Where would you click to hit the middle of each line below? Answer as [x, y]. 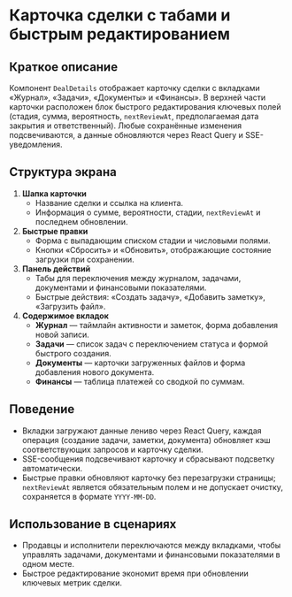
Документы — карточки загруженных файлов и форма [140, 363]
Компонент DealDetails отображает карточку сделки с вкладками [135, 88]
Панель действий [56, 268]
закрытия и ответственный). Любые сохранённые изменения [125, 126]
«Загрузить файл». [70, 306]
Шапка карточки [54, 193]
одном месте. [48, 564]
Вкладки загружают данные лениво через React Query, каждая [142, 431]
